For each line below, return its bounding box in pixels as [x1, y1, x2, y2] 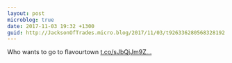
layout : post [7, 10, 45, 17]
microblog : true [7, 16, 54, 23]
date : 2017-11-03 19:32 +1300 [7, 23, 95, 29]
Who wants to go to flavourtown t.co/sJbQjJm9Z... [7, 48, 152, 56]
